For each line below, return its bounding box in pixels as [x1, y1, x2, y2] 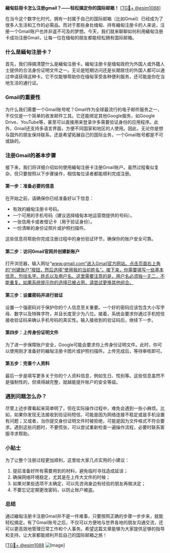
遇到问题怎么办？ [5, 393, 47, 400]
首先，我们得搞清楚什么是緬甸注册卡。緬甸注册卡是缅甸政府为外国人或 [5, 61, 152, 67]
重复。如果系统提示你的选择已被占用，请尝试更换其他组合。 [9, 279, 134, 285]
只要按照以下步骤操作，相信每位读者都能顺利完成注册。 [18, 171, 134, 177]
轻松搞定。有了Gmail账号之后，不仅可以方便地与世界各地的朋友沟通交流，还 [5, 519, 163, 525]
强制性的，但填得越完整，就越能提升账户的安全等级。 [9, 379, 120, 385]
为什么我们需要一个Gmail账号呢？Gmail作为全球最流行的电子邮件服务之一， [5, 106, 162, 112]
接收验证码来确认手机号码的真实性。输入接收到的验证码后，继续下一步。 [5, 317, 156, 323]
